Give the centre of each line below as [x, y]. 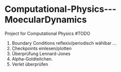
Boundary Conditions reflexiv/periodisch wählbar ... [64, 43]
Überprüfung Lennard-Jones [41, 54]
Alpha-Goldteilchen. [32, 59]
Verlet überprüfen [30, 64]
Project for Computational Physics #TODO [47, 33]
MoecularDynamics [46, 20]
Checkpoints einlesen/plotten [42, 48]
